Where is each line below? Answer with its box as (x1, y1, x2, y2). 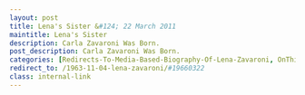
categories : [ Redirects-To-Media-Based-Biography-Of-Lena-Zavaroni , (9, 55, 274, 64)
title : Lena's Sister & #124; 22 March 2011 (9, 22, 177, 31)
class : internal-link (9, 72, 92, 81)
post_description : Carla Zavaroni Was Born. (9, 47, 181, 56)
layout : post (9, 13, 59, 23)
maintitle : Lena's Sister (9, 30, 107, 39)
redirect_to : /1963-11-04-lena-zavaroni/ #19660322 (9, 64, 205, 73)
